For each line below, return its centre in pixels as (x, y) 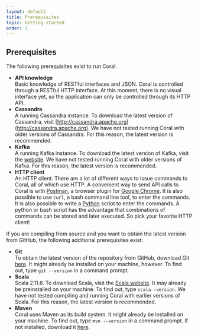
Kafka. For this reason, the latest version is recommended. (86, 166)
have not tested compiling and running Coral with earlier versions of (97, 296)
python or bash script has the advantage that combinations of (90, 210)
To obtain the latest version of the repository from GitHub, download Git (102, 258)
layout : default (26, 12)
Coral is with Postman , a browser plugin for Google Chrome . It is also (99, 191)
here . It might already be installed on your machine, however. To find (98, 264)
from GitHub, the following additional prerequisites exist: (75, 240)
